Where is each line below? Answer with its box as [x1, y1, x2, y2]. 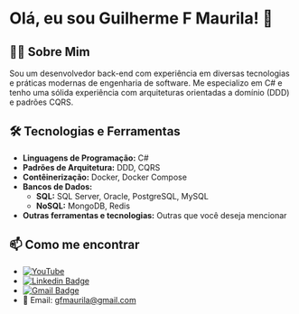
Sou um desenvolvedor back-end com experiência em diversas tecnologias [9, 68, 291, 78]
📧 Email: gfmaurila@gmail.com [22, 294, 137, 305]
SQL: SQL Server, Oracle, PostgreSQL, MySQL [35, 190, 210, 201]
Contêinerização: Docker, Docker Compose [22, 171, 188, 182]
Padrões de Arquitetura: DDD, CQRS [22, 162, 161, 172]
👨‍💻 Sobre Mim [9, 44, 90, 60]
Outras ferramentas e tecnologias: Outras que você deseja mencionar [22, 209, 287, 220]
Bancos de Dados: [22, 180, 93, 192]
